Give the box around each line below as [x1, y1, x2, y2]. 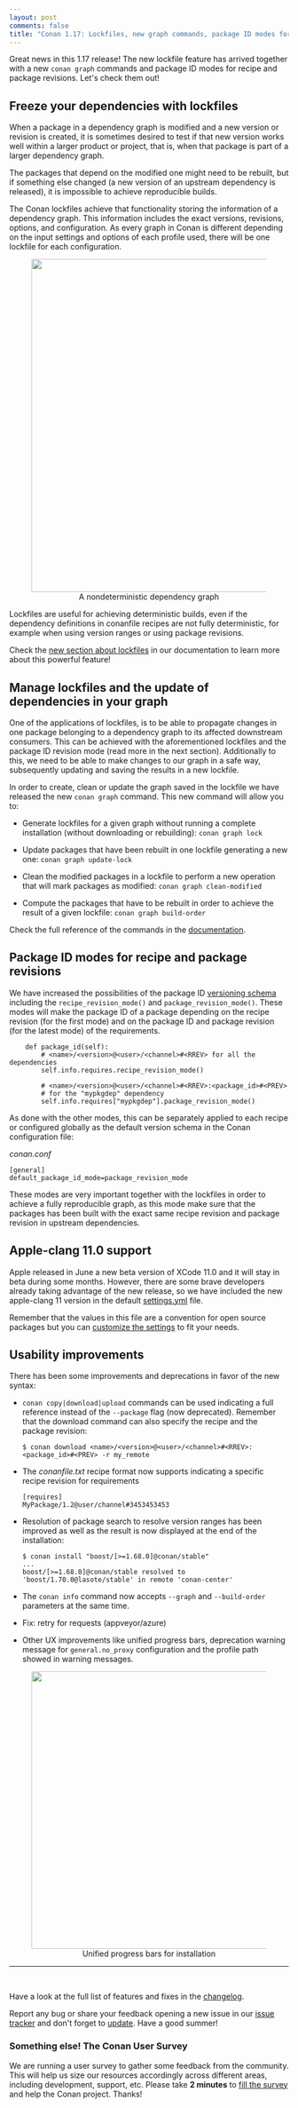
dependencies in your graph [9, 693, 169, 709]
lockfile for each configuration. [9, 242, 122, 252]
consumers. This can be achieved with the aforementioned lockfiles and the [9, 736, 286, 747]
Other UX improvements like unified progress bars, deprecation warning [21, 1635, 286, 1645]
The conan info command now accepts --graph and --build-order [21, 1591, 266, 1602]
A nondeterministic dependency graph [78, 591, 220, 602]
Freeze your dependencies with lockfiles [9, 99, 239, 114]
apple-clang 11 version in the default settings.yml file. [9, 1295, 204, 1305]
